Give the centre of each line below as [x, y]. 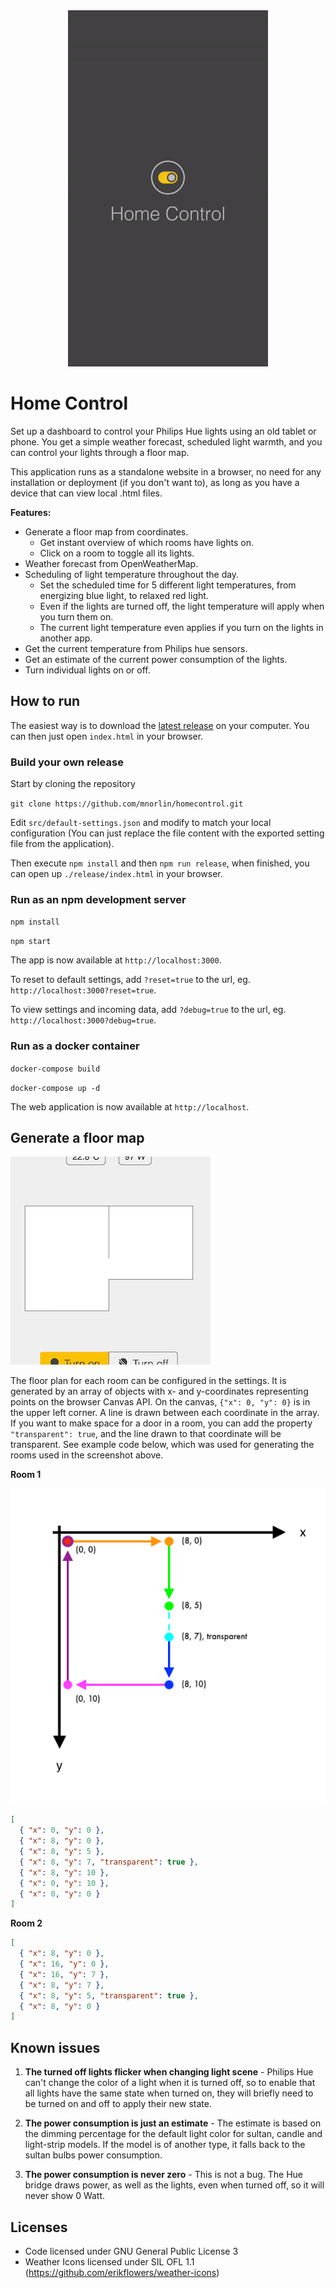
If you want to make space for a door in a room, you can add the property [161, 1423]
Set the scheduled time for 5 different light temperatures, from [168, 585]
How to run [45, 701]
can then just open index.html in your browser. [107, 736]
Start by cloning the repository [73, 784]
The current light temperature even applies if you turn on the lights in [181, 627]
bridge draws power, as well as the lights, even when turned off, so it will [174, 2185]
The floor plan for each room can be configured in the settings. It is [148, 1381]
